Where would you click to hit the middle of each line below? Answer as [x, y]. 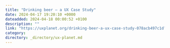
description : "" [22, 24]
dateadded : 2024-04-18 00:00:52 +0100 [46, 19]
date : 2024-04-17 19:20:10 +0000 [40, 14]
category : [16, 33]
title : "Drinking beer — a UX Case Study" [51, 10]
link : [11, 28]
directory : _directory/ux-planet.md [44, 38]
